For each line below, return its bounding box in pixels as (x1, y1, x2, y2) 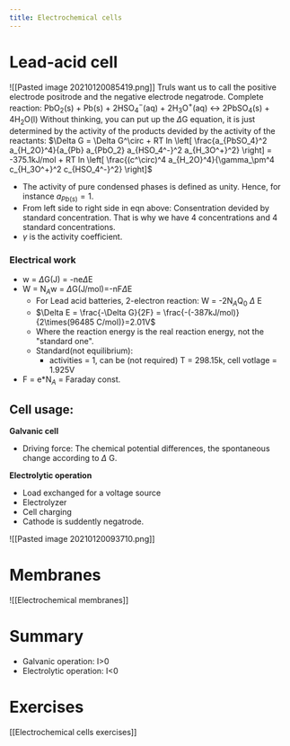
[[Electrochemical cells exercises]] (9, 726, 137, 737)
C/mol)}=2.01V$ (96, 316, 156, 327)
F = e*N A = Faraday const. (22, 374, 121, 386)
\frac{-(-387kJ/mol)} (163, 306, 240, 317)
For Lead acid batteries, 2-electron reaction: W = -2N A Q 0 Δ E (35, 295, 262, 308)
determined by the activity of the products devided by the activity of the (9, 125, 276, 136)
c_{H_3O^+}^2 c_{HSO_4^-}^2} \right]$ (9, 164, 153, 174)
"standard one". (35, 335, 94, 346)
